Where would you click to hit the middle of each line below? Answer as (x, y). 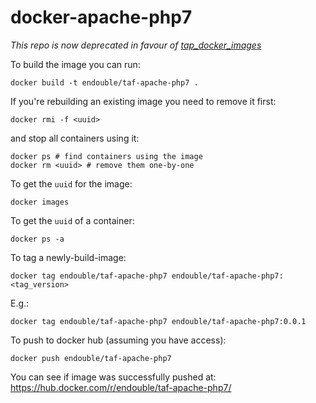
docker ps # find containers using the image (106, 156)
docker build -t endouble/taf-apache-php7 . (104, 82)
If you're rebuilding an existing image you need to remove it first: (143, 101)
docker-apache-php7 (101, 17)
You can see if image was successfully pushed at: (113, 377)
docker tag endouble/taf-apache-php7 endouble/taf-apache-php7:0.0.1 (158, 321)
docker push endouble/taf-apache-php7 (91, 358)
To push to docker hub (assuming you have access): (118, 340)
